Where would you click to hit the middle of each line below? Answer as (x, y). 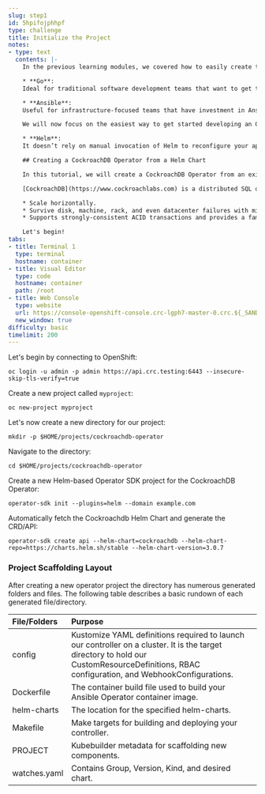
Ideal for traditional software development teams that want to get (137, 88)
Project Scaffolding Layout (60, 568)
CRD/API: (23, 527)
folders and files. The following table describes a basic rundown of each (125, 593)
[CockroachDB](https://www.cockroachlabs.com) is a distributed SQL (137, 189)
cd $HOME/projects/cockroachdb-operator (76, 466)
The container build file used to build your (148, 687)
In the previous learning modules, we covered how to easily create (137, 67)
